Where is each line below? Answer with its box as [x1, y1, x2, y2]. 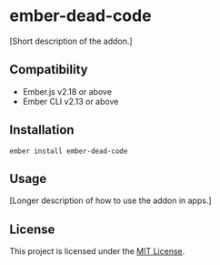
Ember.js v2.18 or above [22, 86, 112, 97]
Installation [9, 122, 75, 138]
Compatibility [9, 62, 88, 77]
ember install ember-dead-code [9, 147, 128, 156]
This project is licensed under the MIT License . [9, 246, 185, 257]
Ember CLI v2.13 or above [22, 96, 119, 107]
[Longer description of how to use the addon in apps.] [9, 195, 212, 206]
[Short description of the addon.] [9, 36, 134, 46]
